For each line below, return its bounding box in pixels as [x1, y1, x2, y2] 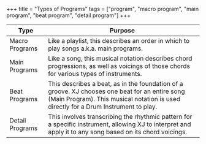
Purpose [109, 26, 135, 34]
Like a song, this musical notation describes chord [48, 55, 193, 63]
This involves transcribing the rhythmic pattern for [48, 113, 193, 121]
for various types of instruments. [48, 70, 142, 78]
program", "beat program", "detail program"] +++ [6, 12, 131, 19]
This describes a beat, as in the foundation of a [48, 80, 183, 88]
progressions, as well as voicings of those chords [48, 62, 190, 70]
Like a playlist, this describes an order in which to [48, 37, 190, 45]
